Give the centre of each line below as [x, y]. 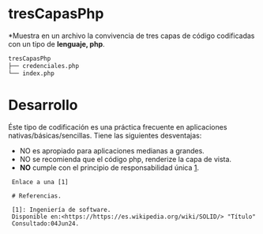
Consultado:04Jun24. [45, 223]
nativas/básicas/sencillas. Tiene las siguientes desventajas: [105, 135]
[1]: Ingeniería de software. [61, 209]
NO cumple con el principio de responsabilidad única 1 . [109, 168]
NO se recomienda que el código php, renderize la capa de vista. [125, 159]
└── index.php [32, 73]
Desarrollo [43, 105]
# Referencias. [36, 196]
